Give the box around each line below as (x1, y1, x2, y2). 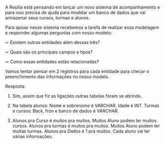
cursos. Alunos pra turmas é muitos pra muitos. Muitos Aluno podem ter (12, 123, 160, 129)
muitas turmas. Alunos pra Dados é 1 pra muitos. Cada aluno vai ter (12, 128, 150, 134)
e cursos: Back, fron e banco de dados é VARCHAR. (12, 108, 119, 114)
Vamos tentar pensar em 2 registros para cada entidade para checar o (5, 68, 149, 74)
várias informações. (12, 134, 53, 139)
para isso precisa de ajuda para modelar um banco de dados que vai (5, 9, 146, 15)
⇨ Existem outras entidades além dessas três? (5, 39, 100, 45)
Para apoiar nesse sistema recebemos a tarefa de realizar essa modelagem (5, 24, 160, 30)
